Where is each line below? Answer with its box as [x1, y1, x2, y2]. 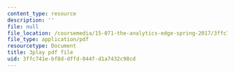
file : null [7, 23, 39, 30]
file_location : [7, 29, 52, 37]
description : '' [7, 17, 55, 24]
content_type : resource [7, 10, 77, 17]
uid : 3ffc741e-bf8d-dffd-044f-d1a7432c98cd [7, 56, 136, 63]
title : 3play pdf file [7, 49, 73, 56]
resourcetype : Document [7, 42, 77, 49]
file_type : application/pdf [7, 36, 90, 43]
